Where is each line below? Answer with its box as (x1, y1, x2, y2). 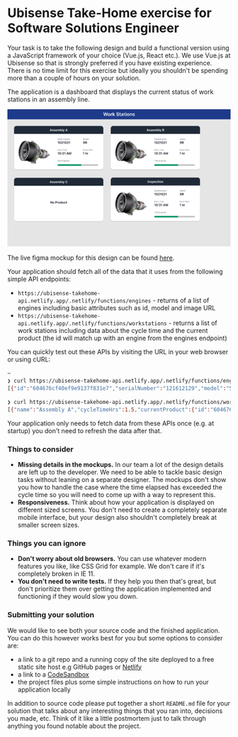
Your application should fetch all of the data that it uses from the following (7, 268, 223, 276)
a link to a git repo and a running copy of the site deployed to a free (17, 655, 215, 663)
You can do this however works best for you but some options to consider (7, 633, 223, 642)
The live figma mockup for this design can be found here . (7, 253, 175, 262)
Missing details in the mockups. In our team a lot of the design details (17, 460, 225, 469)
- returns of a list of (152, 296, 210, 305)
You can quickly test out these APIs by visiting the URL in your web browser (7, 348, 229, 356)
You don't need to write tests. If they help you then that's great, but (17, 577, 217, 586)
